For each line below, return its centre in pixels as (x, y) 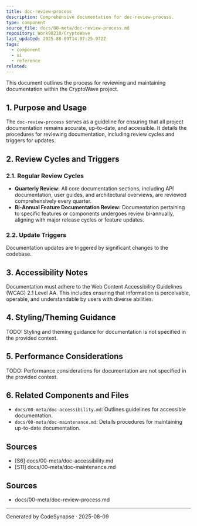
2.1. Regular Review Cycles (45, 176)
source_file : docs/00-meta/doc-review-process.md (68, 28)
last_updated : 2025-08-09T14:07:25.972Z (56, 39)
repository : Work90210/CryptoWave (48, 33)
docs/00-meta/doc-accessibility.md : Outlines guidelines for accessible (100, 410)
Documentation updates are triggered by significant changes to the (87, 248)
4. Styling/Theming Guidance (61, 318)
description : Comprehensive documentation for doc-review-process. (90, 17)
